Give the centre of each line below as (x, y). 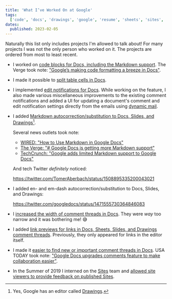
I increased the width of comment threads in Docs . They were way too (87, 214)
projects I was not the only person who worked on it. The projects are (79, 49)
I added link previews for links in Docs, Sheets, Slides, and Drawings (85, 229)
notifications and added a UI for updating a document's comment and (86, 101)
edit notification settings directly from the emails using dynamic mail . (85, 106)
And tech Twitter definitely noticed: (50, 168)
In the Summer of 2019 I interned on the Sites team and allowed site (84, 271)
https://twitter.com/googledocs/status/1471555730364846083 (79, 204)
